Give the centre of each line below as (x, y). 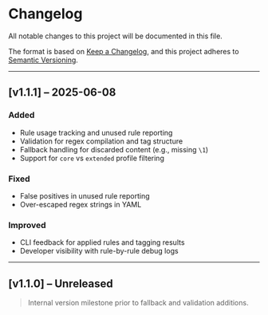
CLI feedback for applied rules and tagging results (102, 242)
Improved (27, 225)
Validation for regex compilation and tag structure (101, 141)
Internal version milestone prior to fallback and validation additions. (138, 303)
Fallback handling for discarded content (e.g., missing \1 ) (114, 149)
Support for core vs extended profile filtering (92, 158)
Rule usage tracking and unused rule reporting (96, 132)
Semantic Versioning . (43, 60)
